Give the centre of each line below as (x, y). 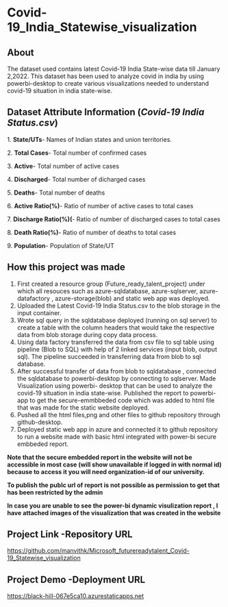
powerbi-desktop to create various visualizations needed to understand (108, 83)
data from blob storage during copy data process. (87, 334)
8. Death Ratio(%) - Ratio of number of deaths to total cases (92, 232)
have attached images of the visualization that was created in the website (114, 512)
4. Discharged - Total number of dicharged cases (76, 179)
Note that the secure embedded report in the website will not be (100, 457)
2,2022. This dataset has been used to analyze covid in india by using (105, 76)
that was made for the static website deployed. (83, 407)
